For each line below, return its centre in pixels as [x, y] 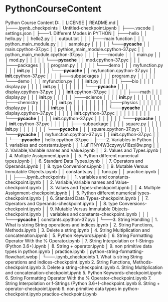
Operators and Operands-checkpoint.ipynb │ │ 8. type [61, 203]
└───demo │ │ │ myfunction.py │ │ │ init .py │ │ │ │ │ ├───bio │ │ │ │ [80, 81]
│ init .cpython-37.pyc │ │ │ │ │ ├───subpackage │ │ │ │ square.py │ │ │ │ [84, 124]
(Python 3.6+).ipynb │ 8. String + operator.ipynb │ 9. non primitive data [78, 246]
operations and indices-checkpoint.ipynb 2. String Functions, [68, 262]
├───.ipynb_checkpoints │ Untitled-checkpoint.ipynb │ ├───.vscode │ [80, 28]
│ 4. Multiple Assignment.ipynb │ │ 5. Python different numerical [72, 155]
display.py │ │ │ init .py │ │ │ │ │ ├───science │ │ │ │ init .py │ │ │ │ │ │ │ [83, 97]
